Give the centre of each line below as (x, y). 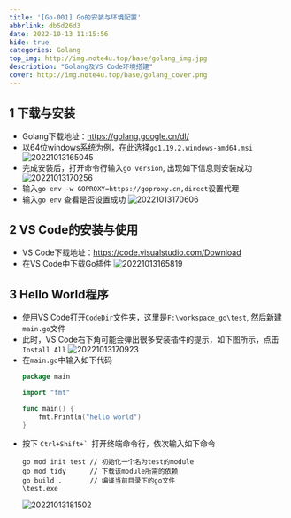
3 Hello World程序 (59, 294)
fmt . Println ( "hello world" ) (90, 417)
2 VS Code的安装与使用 (74, 230)
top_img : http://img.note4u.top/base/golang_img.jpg (108, 58)
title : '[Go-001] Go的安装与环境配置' (75, 17)
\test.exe (40, 488)
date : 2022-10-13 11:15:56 (59, 34)
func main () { (48, 408)
